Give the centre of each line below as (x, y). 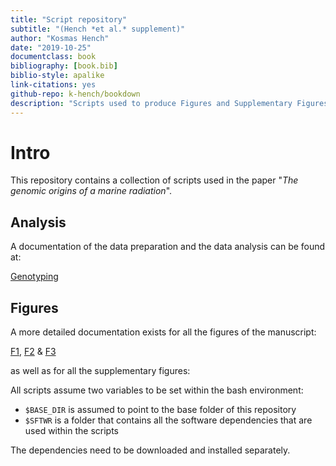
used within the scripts (71, 431)
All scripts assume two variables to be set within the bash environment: (157, 390)
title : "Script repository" (69, 19)
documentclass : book (53, 57)
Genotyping (34, 277)
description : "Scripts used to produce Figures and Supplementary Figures (169, 103)
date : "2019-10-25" (51, 47)
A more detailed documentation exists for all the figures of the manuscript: (163, 332)
